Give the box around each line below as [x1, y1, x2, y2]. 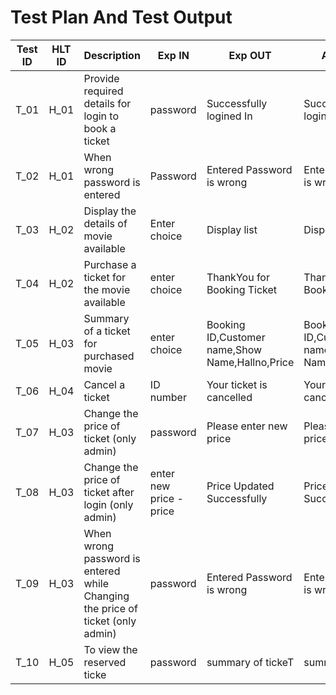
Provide [83, 71, 120, 85]
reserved [83, 655, 127, 669]
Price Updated [206, 479, 275, 493]
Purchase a [83, 257, 137, 271]
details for [83, 96, 132, 110]
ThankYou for [206, 270, 270, 284]
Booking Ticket [206, 282, 278, 296]
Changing [83, 589, 130, 603]
